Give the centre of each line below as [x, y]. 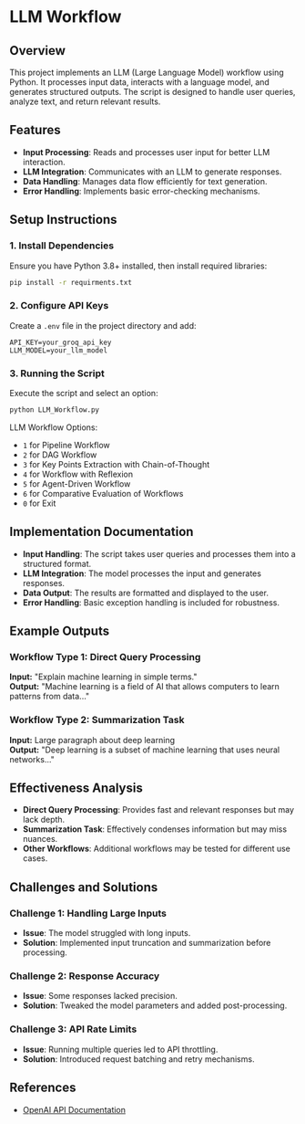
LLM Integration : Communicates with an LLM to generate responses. [152, 172]
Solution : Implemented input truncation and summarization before [147, 943]
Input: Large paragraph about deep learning [92, 740]
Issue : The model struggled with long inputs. [107, 933]
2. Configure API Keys [59, 306]
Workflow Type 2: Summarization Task [97, 720]
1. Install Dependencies [62, 246]
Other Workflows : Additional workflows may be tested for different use [157, 849]
